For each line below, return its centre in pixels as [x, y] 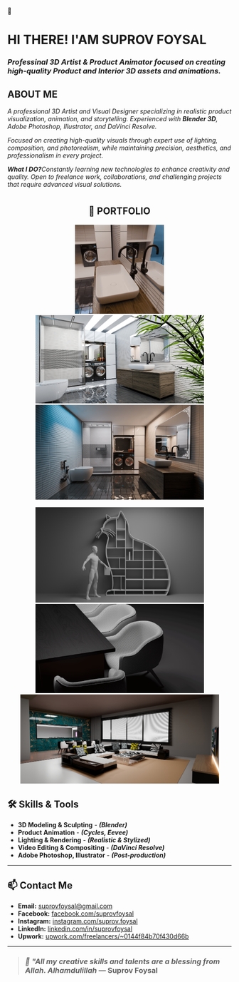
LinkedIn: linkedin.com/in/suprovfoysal [75, 929]
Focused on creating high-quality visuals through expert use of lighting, [113, 140]
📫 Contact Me [40, 885]
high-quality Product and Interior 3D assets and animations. [114, 71]
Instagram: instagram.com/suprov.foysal [78, 921]
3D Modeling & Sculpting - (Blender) [73, 825]
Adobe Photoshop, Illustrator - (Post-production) [91, 855]
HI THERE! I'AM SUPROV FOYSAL [107, 40]
